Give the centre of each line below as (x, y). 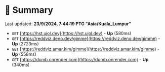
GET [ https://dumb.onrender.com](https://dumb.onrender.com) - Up (80, 59)
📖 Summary (29, 10)
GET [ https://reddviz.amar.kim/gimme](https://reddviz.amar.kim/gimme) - (85, 49)
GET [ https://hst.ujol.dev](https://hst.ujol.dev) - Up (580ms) (71, 33)
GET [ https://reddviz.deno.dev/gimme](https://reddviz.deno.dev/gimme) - (86, 38)
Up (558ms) (24, 54)
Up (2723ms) (25, 43)
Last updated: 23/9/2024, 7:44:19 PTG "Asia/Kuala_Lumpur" (68, 24)
